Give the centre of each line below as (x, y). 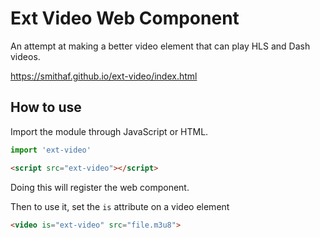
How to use (46, 107)
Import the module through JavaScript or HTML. (109, 131)
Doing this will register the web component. (100, 187)
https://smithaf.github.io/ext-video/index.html (104, 76)
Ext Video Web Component (125, 18)
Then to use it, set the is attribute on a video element (120, 206)
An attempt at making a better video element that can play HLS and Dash (160, 46)
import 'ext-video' (51, 150)
